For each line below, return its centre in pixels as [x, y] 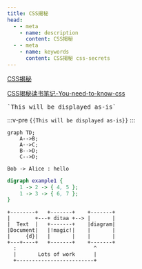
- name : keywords [44, 52]
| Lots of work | [55, 255]
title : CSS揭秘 [28, 13]
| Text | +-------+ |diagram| [61, 224]
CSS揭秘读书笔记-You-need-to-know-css [66, 93]
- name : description [49, 33]
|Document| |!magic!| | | [61, 230]
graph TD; [21, 132]
